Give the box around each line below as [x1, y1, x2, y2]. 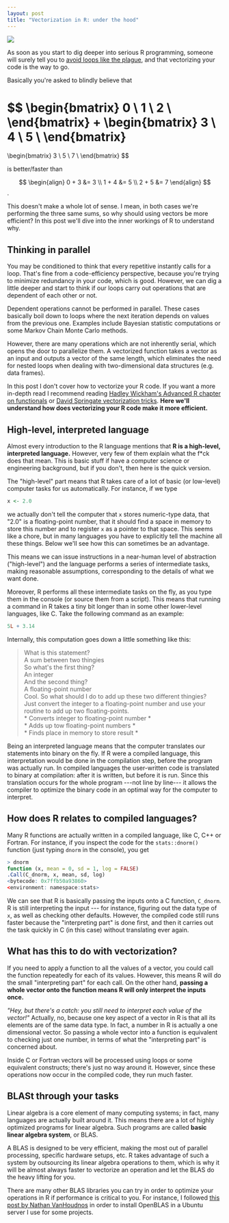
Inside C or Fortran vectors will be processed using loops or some [7, 1056, 193, 1064]
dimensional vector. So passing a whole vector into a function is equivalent [7, 1028, 218, 1036]
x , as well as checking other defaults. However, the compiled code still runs [7, 911, 219, 919]
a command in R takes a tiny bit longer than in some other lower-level [7, 602, 202, 610]
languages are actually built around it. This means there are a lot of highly [7, 1115, 214, 1124]
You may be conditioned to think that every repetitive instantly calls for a [7, 262, 211, 271]
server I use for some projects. [7, 1208, 94, 1216]
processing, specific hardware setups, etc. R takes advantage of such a [7, 1151, 209, 1159]
